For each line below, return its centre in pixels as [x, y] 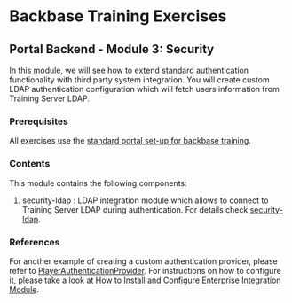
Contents [30, 164]
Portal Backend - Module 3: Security [112, 49]
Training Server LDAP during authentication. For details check [135, 209]
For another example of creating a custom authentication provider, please [143, 261]
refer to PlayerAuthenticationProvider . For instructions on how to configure [145, 270]
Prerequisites [39, 121]
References [35, 242]
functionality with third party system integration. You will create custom [139, 80]
